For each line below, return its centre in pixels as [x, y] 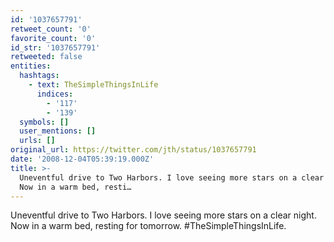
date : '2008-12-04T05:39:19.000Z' [82, 159]
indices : [55, 94]
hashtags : [39, 76]
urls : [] [37, 141]
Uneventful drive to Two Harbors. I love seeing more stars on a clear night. [163, 215]
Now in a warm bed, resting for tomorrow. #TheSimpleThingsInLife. [148, 226]
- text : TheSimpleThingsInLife [93, 85]
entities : [31, 66]
